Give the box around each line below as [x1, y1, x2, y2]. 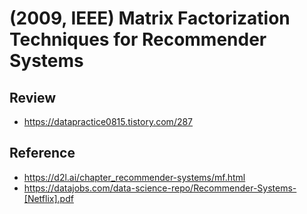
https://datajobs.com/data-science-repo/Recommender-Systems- [23, 182, 297, 194]
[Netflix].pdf [23, 192, 74, 204]
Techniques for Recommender [9, 28, 267, 51]
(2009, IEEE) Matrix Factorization [9, 7, 291, 30]
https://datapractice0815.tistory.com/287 [23, 116, 194, 127]
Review [9, 89, 57, 106]
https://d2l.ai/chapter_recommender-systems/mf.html [23, 171, 246, 183]
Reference [9, 145, 76, 162]
